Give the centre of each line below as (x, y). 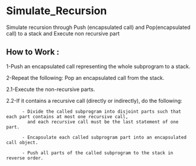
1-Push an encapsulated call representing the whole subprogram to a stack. (98, 66)
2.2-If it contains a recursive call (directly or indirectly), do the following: (94, 100)
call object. (22, 142)
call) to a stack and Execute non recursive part (63, 33)
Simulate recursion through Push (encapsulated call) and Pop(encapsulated (98, 27)
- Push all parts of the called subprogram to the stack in (97, 153)
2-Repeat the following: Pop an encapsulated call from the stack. (85, 77)
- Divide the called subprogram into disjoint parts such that (102, 111)
